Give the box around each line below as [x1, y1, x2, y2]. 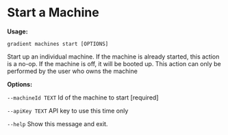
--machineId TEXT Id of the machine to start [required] [7, 93, 159, 102]
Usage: [7, 27, 29, 35]
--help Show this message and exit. [7, 119, 108, 127]
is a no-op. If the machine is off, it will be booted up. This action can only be [7, 59, 221, 67]
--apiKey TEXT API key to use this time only [7, 106, 129, 115]
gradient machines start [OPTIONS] [7, 40, 109, 47]
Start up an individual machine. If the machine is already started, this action [7, 52, 220, 61]
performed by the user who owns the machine [7, 67, 138, 75]
